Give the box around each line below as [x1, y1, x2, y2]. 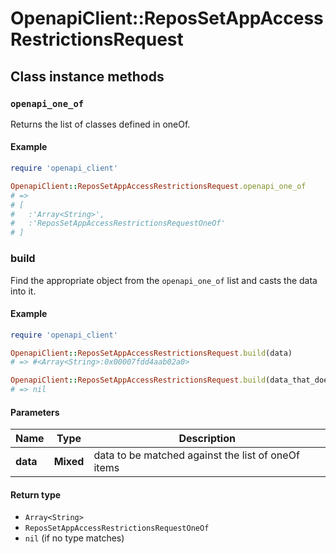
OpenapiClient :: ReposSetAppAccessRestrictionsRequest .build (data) [10, 348, 293, 358]
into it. [10, 285, 37, 297]
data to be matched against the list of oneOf [93, 448, 300, 462]
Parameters [10, 406, 60, 418]
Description [178, 432, 236, 446]
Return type [10, 488, 62, 501]
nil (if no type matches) [24, 532, 125, 544]
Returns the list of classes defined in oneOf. [10, 118, 191, 130]
